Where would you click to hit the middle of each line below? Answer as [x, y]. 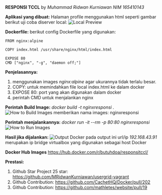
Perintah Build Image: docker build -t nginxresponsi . [60, 107]
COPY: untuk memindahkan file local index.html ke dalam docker [79, 87]
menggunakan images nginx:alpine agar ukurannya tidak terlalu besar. [84, 82]
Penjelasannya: [22, 72]
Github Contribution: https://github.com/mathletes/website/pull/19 [80, 187]
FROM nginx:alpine [24, 41]
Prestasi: [15, 162]
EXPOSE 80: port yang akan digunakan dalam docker [67, 92]
